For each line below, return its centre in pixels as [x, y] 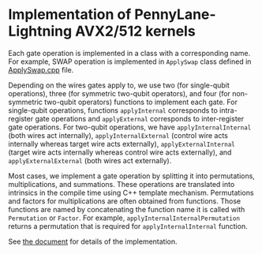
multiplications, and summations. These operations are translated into [122, 184]
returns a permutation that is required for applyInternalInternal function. [128, 226]
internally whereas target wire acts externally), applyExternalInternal [122, 144]
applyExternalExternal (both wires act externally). [90, 160]
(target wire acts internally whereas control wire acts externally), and [120, 152]
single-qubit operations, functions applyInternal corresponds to [113, 110]
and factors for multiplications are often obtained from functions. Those [125, 201]
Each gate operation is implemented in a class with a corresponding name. [129, 53]
